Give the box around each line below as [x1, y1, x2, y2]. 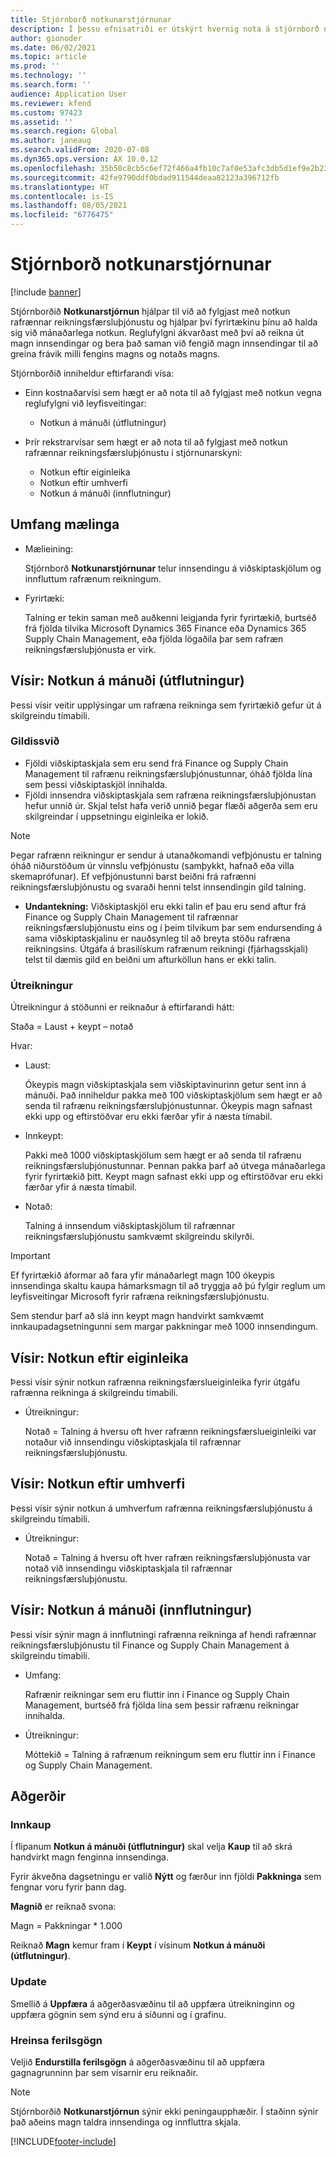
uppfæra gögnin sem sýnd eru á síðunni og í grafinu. [10, 2008, 227, 2020]
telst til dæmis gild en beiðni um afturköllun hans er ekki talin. [24, 953, 277, 965]
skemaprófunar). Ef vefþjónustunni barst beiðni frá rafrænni [10, 870, 257, 882]
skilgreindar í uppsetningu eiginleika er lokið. [24, 810, 210, 822]
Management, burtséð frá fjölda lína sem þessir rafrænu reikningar [24, 1699, 300, 1711]
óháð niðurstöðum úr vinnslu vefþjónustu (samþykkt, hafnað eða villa [10, 859, 295, 871]
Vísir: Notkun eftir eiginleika [10, 1349, 189, 1366]
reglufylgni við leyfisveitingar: [24, 397, 147, 409]
